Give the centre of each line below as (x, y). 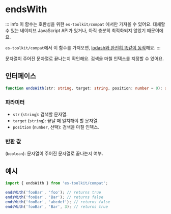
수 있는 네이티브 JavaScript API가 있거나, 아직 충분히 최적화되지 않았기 (76, 30)
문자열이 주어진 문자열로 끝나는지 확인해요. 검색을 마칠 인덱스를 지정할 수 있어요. (85, 58)
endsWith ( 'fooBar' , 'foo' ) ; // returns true (53, 192)
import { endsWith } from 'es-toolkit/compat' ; (57, 183)
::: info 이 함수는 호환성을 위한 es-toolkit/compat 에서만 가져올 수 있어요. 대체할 (85, 24)
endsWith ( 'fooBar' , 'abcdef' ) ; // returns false (58, 202)
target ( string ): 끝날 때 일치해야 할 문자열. (56, 120)
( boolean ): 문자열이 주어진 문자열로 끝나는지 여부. (54, 153)
